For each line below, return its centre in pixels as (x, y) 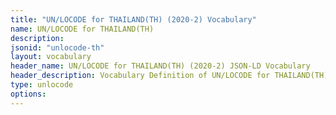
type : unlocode (42, 85)
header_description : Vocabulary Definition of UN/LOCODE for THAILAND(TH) (169, 76)
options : (28, 94)
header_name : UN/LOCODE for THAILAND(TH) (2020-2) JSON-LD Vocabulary (160, 66)
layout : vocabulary (51, 57)
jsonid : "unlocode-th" (57, 47)
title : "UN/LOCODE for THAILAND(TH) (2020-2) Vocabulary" (133, 19)
